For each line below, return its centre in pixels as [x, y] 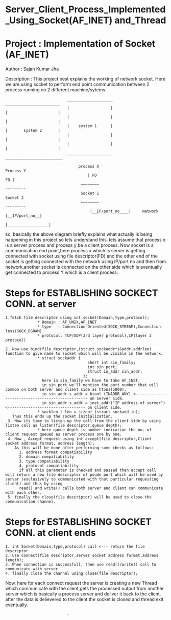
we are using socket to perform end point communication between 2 [77, 84]
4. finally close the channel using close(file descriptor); [72, 573]
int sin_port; [102, 367]
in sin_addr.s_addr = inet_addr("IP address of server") [104, 403]
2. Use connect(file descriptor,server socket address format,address [82, 555]
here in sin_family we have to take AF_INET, [91, 381]
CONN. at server [41, 304]
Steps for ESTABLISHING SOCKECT [82, 293]
